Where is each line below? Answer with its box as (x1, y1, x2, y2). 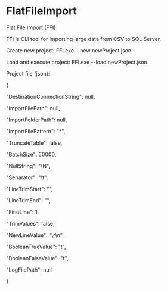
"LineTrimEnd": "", (6, 197, 51, 204)
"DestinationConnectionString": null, (6, 93, 95, 100)
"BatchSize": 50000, (6, 151, 57, 158)
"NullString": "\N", (6, 162, 51, 169)
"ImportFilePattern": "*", (6, 127, 66, 135)
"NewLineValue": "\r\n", (6, 231, 64, 239)
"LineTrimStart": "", (6, 185, 53, 192)
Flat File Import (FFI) (6, 24, 56, 31)
